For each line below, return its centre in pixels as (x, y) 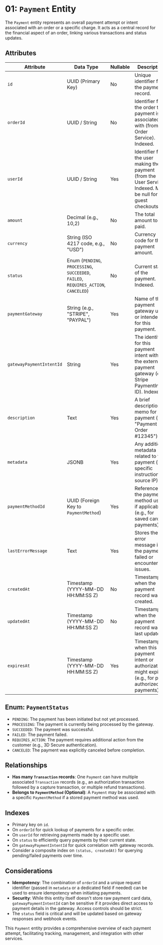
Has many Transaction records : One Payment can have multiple (75, 777)
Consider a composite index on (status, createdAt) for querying (77, 850)
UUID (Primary (84, 81)
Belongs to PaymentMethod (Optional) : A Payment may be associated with (84, 792)
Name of (144, 298)
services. (14, 938)
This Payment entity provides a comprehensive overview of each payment (78, 928)
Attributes (21, 53)
